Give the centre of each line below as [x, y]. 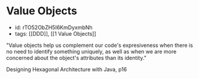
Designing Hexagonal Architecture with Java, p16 [67, 69]
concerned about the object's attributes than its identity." [76, 58]
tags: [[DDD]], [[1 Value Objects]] [56, 33]
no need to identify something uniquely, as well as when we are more [91, 51]
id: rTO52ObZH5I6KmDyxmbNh [53, 27]
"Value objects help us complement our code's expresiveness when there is [99, 45]
